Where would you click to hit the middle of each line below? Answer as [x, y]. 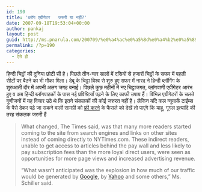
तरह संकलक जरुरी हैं [26, 114]
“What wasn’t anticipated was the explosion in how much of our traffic [108, 170]
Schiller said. [37, 183]
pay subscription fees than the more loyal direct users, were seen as [106, 152]
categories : [21, 51]
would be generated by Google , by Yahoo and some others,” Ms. [101, 176]
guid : [13, 40]
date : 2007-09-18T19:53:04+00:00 [48, 23]
